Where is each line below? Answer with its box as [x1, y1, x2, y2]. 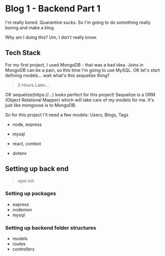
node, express [12, 121, 42, 127]
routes [12, 241, 26, 247]
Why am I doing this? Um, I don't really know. [5, 34, 98, 40]
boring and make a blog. [5, 24, 55, 30]
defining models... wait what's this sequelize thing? [5, 72, 110, 78]
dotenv [12, 150, 27, 156]
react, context [12, 140, 41, 146]
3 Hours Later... [17, 82, 49, 88]
